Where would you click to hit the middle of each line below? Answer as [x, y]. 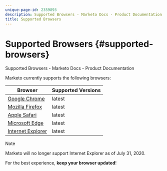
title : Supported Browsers [33, 19]
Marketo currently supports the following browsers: [58, 78]
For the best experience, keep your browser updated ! [61, 163]
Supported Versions [76, 90]
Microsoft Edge [26, 123]
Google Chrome [26, 99]
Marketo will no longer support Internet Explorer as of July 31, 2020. [75, 153]
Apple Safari [22, 115]
